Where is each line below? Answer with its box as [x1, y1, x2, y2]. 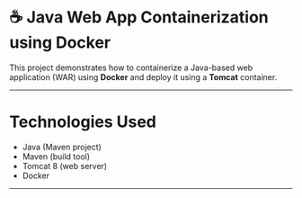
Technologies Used [9, 112, 157, 132]
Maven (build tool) [22, 150, 91, 162]
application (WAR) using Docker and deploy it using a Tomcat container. [9, 71, 278, 82]
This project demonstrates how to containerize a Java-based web [9, 62, 253, 73]
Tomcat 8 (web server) [22, 160, 108, 171]
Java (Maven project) [22, 141, 102, 152]
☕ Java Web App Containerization [9, 7, 270, 28]
